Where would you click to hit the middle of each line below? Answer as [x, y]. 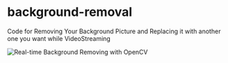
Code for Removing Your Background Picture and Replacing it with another [114, 31]
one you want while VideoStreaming [59, 38]
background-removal [70, 12]
